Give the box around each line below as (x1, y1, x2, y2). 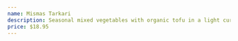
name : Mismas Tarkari (7, 10, 72, 17)
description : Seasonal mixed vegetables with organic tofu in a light (7, 17, 220, 24)
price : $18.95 (7, 23, 50, 30)
